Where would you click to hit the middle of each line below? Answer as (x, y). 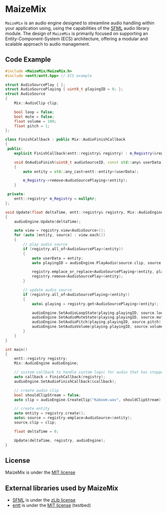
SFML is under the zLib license (44, 500)
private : (16, 194)
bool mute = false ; (34, 117)
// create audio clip (36, 390)
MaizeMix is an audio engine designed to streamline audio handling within (80, 23)
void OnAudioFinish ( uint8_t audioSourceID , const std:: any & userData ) (89, 162)
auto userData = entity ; (57, 258)
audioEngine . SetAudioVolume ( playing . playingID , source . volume (97, 327)
